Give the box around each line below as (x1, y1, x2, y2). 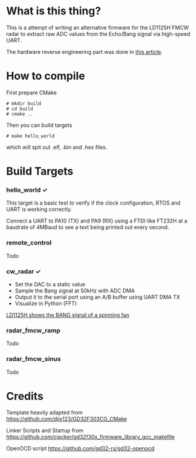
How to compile (6, 69, 85, 83)
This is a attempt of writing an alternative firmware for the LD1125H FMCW (6, 24, 189, 31)
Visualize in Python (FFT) (14, 300, 77, 307)
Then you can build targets (6, 121, 73, 129)
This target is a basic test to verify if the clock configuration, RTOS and (6, 199, 181, 207)
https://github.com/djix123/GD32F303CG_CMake (6, 416, 127, 423)
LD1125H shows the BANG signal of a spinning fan (6, 311, 130, 318)
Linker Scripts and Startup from (6, 427, 84, 434)
